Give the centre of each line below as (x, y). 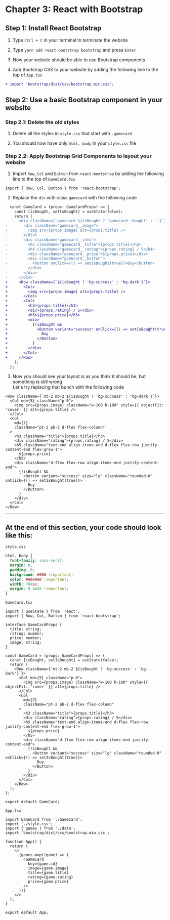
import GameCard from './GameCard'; (44, 820)
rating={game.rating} (50, 877)
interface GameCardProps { (34, 625)
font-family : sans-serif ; (37, 561)
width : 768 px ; (25, 584)
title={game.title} (48, 873)
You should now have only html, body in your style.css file (74, 143)
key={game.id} (42, 864)
